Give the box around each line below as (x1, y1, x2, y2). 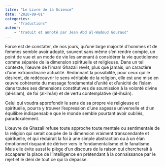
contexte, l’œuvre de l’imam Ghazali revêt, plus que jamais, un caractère (5, 64, 152, 70)
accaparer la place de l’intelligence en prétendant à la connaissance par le (5, 151, 156, 157)
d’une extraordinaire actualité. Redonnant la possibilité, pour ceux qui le (5, 70, 150, 75)
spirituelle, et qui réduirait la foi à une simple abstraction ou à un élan (5, 136, 145, 141)
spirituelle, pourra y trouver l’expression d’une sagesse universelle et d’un (5, 105, 155, 111)
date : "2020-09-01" (5, 12, 45, 17)
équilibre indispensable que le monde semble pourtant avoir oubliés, (5, 111, 144, 116)
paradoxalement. (5, 116, 39, 121)
